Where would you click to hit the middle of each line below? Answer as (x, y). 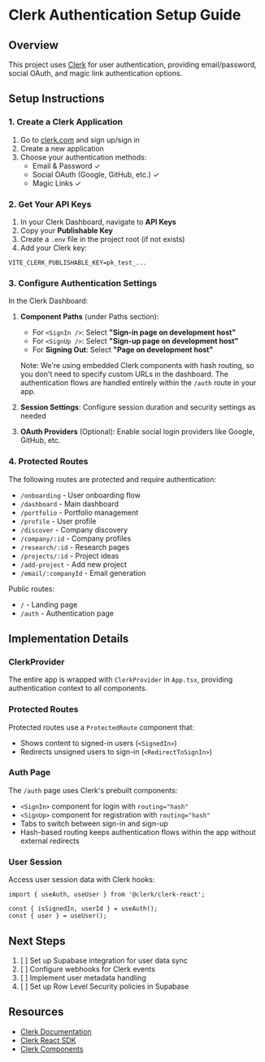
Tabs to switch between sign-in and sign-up (94, 823)
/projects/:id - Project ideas (70, 555)
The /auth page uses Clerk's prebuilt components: (93, 790)
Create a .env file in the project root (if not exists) (102, 239)
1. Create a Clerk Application (66, 122)
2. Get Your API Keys (50, 204)
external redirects (50, 840)
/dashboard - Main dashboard (70, 503)
